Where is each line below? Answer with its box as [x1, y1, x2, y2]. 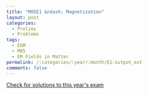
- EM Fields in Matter [12, 54, 69, 60]
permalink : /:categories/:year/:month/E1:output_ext [6, 59, 143, 65]
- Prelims [12, 25, 36, 32]
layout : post [6, 14, 39, 20]
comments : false [6, 64, 47, 71]
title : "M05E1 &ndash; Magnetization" [6, 8, 104, 15]
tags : [6, 37, 20, 43]
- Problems [12, 31, 39, 37]
